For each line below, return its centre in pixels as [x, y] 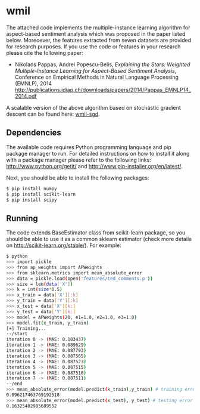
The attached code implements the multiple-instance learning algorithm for [98, 27]
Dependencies [34, 133]
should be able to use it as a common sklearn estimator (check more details [99, 239]
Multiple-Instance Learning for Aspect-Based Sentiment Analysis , [96, 70]
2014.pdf [26, 96]
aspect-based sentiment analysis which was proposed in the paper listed [96, 33]
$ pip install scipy [32, 200]
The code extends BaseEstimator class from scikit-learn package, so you [96, 233]
